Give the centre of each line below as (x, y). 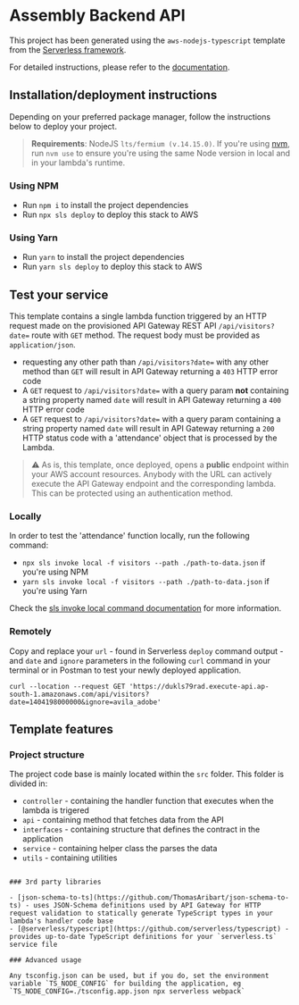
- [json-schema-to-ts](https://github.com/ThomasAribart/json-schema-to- (149, 898)
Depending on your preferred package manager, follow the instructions (140, 116)
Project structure (47, 755)
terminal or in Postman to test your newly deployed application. (125, 670)
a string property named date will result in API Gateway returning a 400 (152, 400)
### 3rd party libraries (55, 882)
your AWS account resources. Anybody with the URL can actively (151, 474)
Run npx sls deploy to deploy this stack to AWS (110, 214)
